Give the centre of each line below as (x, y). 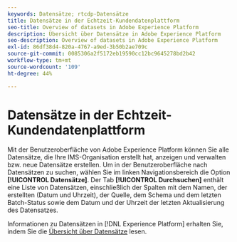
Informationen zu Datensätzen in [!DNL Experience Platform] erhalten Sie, (115, 224)
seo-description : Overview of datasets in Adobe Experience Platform (113, 41)
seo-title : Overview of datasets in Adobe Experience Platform (103, 27)
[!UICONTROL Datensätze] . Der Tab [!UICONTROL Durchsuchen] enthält (116, 180)
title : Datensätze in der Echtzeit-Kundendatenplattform (94, 21)
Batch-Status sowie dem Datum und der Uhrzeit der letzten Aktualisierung (116, 203)
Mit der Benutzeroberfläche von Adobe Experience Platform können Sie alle (118, 149)
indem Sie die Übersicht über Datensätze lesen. (77, 231)
